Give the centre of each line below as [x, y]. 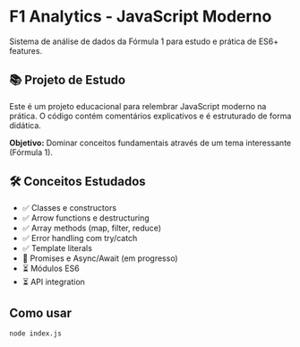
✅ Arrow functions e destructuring [86, 218]
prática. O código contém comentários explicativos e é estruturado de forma [150, 116]
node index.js [36, 334]
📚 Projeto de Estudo [68, 80]
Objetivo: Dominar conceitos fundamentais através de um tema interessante [150, 143]
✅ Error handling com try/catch [80, 238]
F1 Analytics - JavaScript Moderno [141, 17]
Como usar [41, 312]
